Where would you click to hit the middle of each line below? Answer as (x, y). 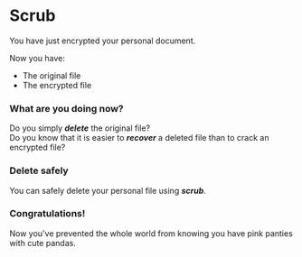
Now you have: (38, 58)
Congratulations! (47, 214)
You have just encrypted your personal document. (103, 41)
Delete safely (39, 170)
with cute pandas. (43, 243)
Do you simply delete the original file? (80, 128)
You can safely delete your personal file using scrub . (108, 190)
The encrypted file (57, 85)
